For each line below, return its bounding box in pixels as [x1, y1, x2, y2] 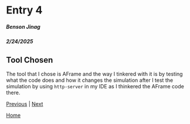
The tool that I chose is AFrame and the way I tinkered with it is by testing [6, 70, 183, 77]
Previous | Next [6, 100, 43, 107]
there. [6, 89, 21, 96]
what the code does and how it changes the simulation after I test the [6, 77, 174, 84]
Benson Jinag [6, 23, 41, 30]
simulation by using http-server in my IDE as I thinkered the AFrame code [6, 82, 185, 89]
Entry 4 [6, 4, 43, 17]
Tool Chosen [6, 55, 53, 65]
